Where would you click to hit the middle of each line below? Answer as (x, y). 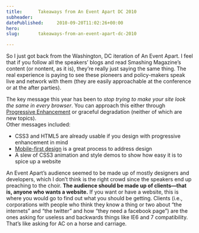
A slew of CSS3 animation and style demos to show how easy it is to (98, 155)
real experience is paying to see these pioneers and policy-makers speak (96, 75)
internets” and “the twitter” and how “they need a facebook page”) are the (97, 211)
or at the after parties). (34, 88)
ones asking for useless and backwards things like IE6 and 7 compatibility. (97, 218)
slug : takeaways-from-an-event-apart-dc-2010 (71, 34)
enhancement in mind (41, 142)
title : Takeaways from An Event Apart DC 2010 (71, 12)
